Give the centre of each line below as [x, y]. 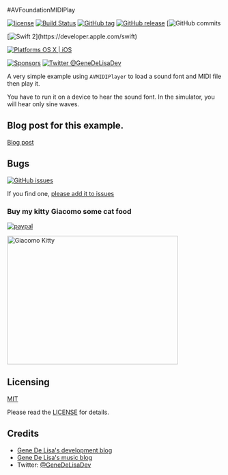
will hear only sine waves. [43, 104]
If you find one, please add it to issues [61, 193]
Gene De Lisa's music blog [55, 457]
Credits [23, 434]
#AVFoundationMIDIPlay [41, 10]
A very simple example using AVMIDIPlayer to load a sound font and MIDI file [114, 76]
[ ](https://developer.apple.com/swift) [72, 36]
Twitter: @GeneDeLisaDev [54, 465]
